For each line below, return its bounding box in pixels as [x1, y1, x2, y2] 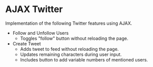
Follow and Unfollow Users [12, 30, 69, 36]
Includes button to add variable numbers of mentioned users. [20, 56, 148, 62]
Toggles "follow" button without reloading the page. [20, 35, 128, 41]
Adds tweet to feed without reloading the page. [20, 46, 119, 52]
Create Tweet [12, 40, 42, 46]
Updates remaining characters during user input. [20, 51, 122, 57]
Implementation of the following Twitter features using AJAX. [5, 20, 133, 26]
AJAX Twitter [5, 4, 63, 15]
